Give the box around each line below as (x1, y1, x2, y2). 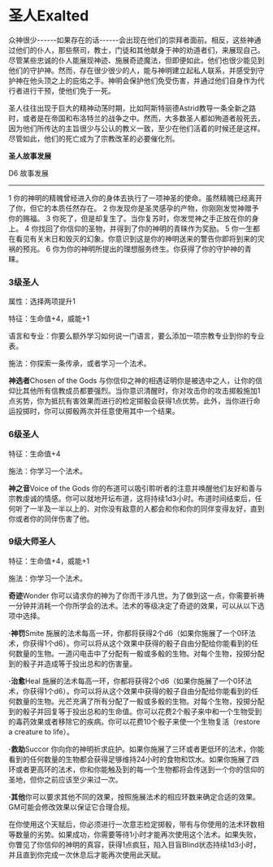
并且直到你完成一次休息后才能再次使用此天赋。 (8, 850, 165, 860)
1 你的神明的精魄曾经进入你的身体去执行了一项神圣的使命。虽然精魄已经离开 (8, 193, 262, 203)
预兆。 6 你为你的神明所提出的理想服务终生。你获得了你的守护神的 (22, 244, 245, 254)
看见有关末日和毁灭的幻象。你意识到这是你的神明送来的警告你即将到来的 (15, 233, 258, 243)
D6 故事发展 (8, 168, 49, 178)
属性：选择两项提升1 (8, 297, 76, 307)
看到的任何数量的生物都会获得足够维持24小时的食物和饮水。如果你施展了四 (8, 754, 260, 764)
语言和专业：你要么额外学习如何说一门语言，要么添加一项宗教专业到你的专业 (8, 331, 265, 341)
